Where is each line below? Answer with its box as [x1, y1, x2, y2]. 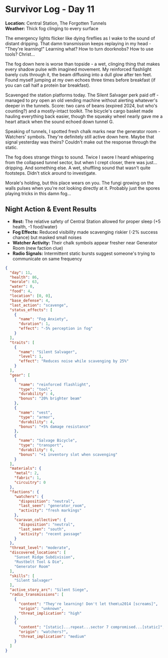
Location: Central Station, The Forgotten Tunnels [5, 20, 107, 26]
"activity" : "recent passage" [18, 531, 82, 537]
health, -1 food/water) [12, 223, 58, 229]
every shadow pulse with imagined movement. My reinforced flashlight [5, 66, 152, 72]
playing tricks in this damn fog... [5, 190, 71, 196]
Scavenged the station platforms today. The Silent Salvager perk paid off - [5, 92, 159, 98]
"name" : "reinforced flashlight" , [18, 382, 91, 387]
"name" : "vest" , [18, 410, 53, 415]
